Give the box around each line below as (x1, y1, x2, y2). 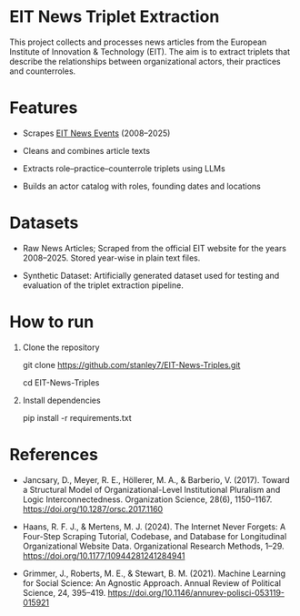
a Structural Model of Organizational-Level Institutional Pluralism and (22, 484, 281, 495)
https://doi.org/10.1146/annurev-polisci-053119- (107, 587, 285, 598)
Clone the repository (22, 342, 100, 353)
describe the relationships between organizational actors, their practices (9, 56, 281, 67)
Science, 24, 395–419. (22, 587, 106, 598)
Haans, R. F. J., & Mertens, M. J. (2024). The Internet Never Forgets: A (22, 521, 286, 532)
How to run (9, 312, 95, 332)
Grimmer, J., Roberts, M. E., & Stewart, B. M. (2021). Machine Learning (22, 568, 286, 579)
